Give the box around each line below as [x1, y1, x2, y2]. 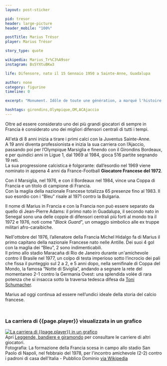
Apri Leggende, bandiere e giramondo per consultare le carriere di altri [5, 334, 151, 340]
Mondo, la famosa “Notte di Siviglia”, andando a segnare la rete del [5, 266, 143, 272]
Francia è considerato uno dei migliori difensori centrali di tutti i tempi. [5, 126, 149, 132]
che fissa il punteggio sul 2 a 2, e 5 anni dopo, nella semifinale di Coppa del [5, 260, 161, 266]
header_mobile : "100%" [5, 25, 52, 30]
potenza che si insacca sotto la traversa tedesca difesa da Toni [5, 276, 135, 282]
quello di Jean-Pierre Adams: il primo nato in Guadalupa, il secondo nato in [5, 208, 159, 214]
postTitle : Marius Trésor [5, 34, 59, 40]
